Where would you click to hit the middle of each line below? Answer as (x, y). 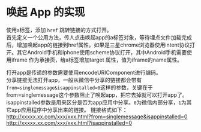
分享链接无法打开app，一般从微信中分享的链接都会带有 (74, 80)
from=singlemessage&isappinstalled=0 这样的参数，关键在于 (79, 87)
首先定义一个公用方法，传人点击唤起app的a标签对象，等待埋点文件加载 (94, 37)
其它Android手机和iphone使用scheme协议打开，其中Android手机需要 (102, 52)
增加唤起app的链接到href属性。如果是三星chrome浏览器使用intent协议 (103, 45)
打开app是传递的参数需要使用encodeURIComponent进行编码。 (84, 72)
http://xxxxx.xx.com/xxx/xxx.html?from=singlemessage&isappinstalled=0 (97, 116)
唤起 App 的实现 (46, 12)
